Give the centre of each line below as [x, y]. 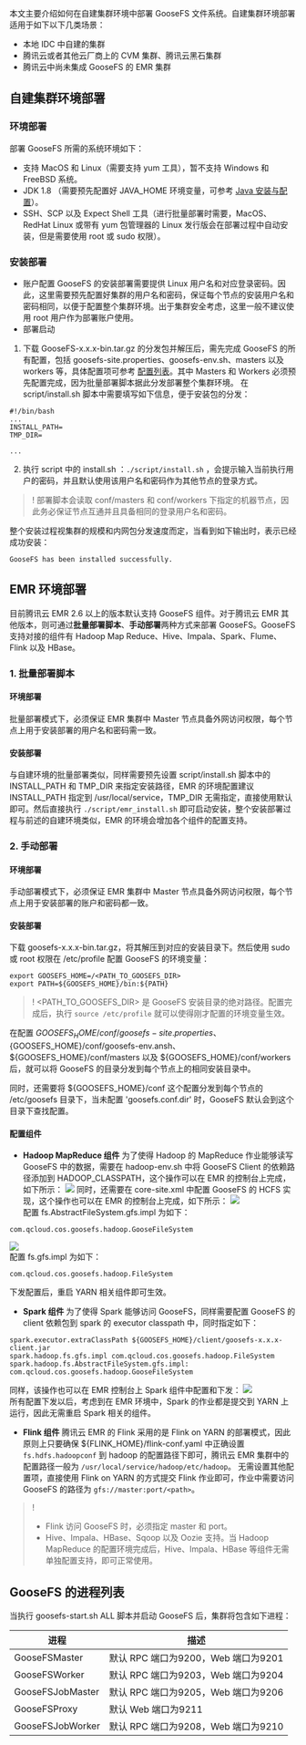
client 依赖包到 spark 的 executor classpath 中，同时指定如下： [141, 1323]
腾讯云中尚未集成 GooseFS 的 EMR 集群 [97, 67]
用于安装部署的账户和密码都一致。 [89, 903]
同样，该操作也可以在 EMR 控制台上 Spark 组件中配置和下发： [125, 1390]
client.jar [30, 1348]
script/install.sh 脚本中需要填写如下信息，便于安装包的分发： [136, 394]
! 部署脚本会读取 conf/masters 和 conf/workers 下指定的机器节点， [156, 500]
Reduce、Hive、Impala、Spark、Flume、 [204, 635]
